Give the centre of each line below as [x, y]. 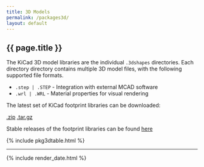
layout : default [27, 23]
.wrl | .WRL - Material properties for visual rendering [82, 94]
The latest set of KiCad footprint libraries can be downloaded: [83, 105]
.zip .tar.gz [19, 117]
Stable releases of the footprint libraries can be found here [80, 129]
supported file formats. [35, 75]
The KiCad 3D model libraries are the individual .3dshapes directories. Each [100, 63]
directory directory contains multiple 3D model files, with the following [94, 69]
